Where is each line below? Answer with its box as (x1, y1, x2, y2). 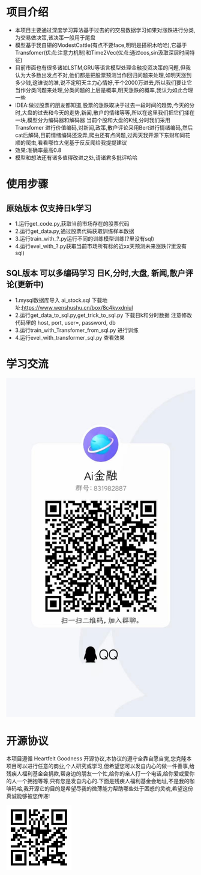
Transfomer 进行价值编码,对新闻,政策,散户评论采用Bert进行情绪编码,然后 (14, 124, 193, 131)
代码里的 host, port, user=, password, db (14, 319, 116, 326)
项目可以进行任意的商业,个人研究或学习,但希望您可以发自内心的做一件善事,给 (6, 763, 195, 770)
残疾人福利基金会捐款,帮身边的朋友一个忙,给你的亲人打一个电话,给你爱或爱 (6, 770, 190, 777)
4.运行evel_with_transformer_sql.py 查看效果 (14, 334, 125, 341)
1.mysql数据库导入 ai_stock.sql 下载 (14, 296, 103, 304)
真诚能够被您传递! (6, 793, 50, 800)
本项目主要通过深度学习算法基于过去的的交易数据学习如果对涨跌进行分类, (14, 26, 196, 34)
